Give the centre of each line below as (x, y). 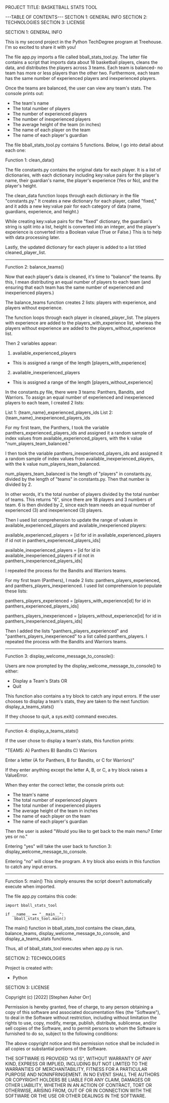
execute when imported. (30, 886)
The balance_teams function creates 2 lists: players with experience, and (81, 302)
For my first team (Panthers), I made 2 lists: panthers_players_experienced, (83, 580)
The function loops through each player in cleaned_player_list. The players (82, 317)
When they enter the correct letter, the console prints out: (65, 785)
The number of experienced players (50, 114)
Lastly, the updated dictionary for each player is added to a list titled (76, 247)
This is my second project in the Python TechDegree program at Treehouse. (84, 42)
